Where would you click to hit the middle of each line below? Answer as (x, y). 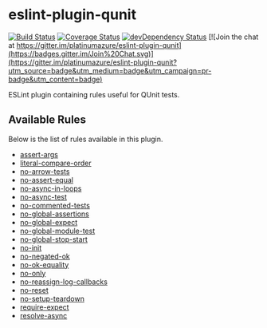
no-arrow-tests (45, 171)
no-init (31, 247)
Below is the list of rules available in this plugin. (86, 139)
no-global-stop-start (53, 239)
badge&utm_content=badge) (55, 79)
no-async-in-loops (51, 188)
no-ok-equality (44, 264)
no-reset (34, 290)
